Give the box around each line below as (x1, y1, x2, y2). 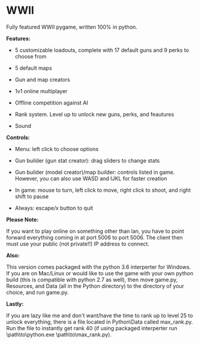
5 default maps (14, 64, 53, 72)
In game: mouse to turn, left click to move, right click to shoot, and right (14, 186, 191, 193)
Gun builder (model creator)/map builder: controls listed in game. (14, 168, 175, 176)
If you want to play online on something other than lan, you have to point (6, 228, 184, 235)
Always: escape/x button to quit (14, 204, 94, 211)
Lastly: (6, 300, 24, 308)
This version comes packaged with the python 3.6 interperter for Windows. (6, 263, 191, 271)
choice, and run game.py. (6, 288, 69, 296)
